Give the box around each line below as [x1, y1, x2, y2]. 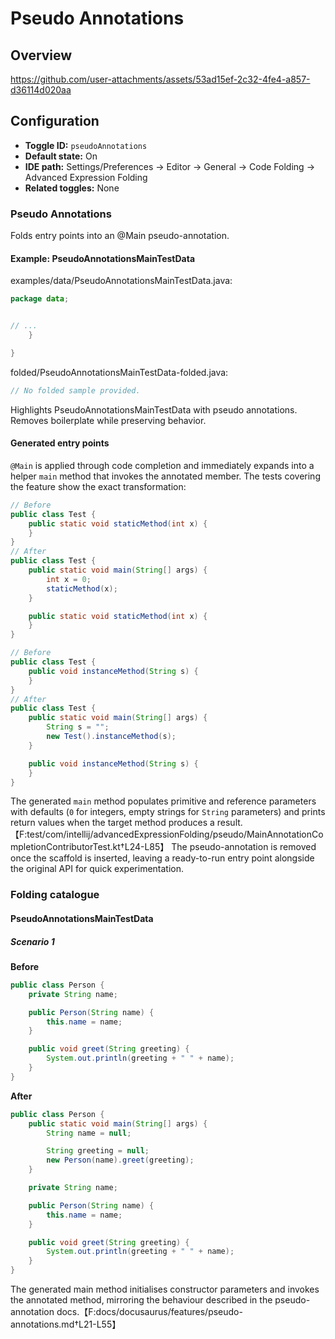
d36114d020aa [10, 84, 72, 96]
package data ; [10, 294, 70, 304]
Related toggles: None [24, 182, 120, 194]
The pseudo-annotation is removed [171, 841, 317, 853]
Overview [10, 47, 73, 64]
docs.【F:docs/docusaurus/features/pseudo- [56, 1306, 243, 1317]
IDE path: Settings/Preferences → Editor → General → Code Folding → [24, 160, 315, 172]
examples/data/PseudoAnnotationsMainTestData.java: [10, 275, 233, 287]
